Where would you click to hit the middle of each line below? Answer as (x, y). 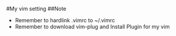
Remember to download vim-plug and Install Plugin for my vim (92, 27)
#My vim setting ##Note (36, 9)
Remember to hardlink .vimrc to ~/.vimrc (65, 20)
